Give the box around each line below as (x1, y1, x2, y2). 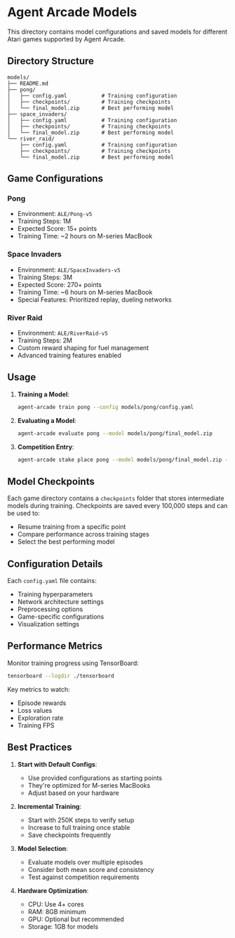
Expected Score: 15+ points (17, 225, 97, 233)
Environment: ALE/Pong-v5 (17, 210, 93, 218)
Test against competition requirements (27, 873, 140, 881)
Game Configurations (7, 173, 104, 185)
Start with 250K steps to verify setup (27, 815, 135, 824)
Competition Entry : (17, 443, 74, 451)
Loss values (17, 706, 53, 714)
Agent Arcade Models (7, 4, 137, 20)
